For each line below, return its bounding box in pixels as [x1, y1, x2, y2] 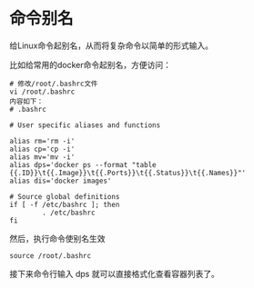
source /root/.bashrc [9, 251, 92, 260]
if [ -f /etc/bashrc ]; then [9, 200, 120, 209]
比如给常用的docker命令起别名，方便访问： [9, 59, 171, 70]
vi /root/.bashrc [9, 87, 76, 96]
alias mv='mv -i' [9, 152, 76, 162]
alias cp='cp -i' [9, 144, 76, 154]
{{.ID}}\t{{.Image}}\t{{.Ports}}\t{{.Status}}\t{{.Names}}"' [9, 168, 247, 177]
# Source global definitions [9, 192, 120, 201]
